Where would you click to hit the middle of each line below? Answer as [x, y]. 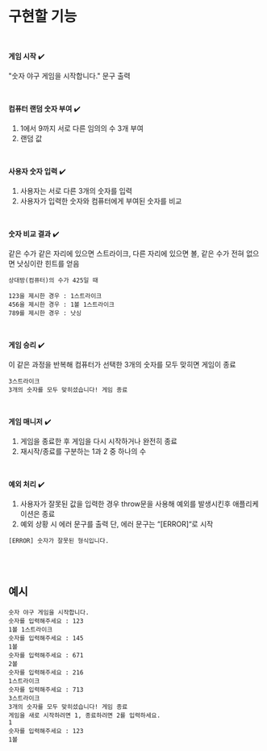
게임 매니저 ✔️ [30, 422]
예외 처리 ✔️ [27, 484]
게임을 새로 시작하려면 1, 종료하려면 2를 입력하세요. [85, 715]
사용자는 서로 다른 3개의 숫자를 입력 [76, 191]
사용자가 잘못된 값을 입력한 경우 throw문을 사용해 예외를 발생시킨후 [125, 503]
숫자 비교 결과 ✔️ [34, 233]
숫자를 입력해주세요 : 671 [46, 655]
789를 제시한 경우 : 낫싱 [45, 313]
